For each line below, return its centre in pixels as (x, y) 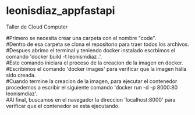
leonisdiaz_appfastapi (61, 11)
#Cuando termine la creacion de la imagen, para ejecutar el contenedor (92, 81)
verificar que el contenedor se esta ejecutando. (63, 106)
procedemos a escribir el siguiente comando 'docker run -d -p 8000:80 (92, 87)
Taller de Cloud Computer (37, 27)
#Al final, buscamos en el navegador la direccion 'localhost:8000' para (91, 99)
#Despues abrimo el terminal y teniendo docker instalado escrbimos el (91, 50)
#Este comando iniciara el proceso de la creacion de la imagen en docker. (95, 63)
